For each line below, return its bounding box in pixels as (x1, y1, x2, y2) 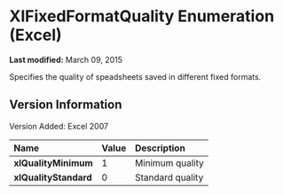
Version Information (9, 97, 122, 113)
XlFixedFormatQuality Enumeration (9, 6, 275, 27)
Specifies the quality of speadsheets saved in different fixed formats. (9, 71, 262, 82)
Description (134, 142, 186, 154)
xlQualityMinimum (13, 157, 93, 169)
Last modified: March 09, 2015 (9, 54, 122, 65)
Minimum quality (134, 157, 204, 169)
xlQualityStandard (13, 171, 93, 183)
